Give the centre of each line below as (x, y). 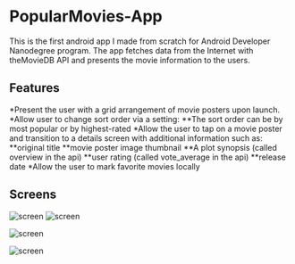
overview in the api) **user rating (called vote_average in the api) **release (147, 157)
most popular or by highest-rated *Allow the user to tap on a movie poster (146, 128)
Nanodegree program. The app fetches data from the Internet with (131, 50)
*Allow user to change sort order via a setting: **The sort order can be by (146, 119)
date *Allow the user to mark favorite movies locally (105, 166)
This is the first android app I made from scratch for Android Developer (140, 41)
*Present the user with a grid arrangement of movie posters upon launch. (144, 110)
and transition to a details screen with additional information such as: (136, 138)
